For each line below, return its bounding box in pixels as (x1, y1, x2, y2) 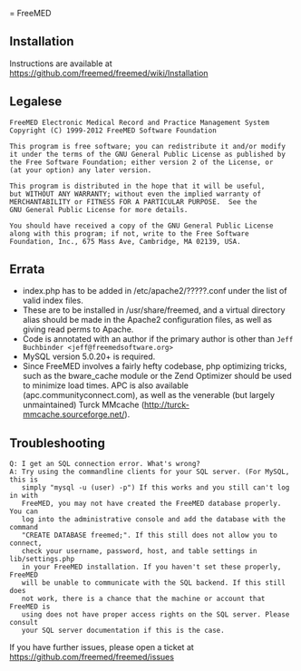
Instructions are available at (9, 58, 112, 69)
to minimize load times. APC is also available (22, 380, 189, 391)
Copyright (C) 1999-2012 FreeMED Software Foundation (9, 126, 218, 135)
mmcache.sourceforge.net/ (22, 409, 125, 420)
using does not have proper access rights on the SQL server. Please (21, 610, 290, 619)
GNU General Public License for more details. (9, 205, 189, 214)
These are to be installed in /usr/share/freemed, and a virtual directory (22, 305, 286, 316)
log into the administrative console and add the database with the (21, 515, 286, 524)
